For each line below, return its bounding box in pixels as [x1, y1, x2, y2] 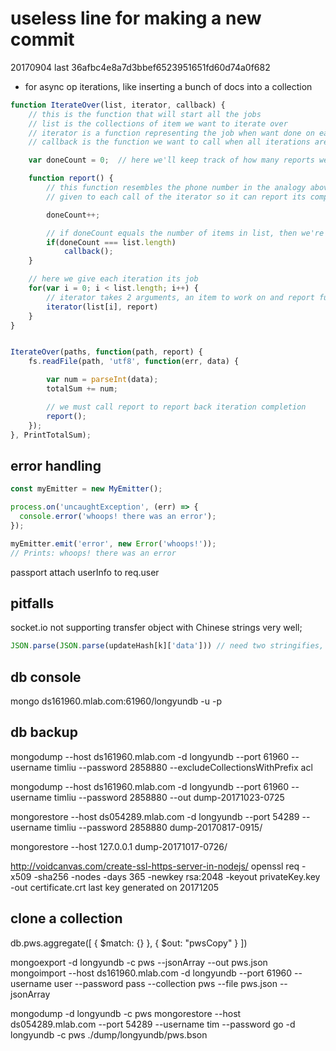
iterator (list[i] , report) [46, 302, 159, 312]
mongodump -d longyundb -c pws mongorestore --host [10, 1007, 242, 1019]
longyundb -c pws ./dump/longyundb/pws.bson [10, 1028, 208, 1041]
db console [10, 668, 82, 686]
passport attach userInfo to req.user [10, 566, 160, 578]
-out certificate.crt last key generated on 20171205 [10, 881, 220, 893]
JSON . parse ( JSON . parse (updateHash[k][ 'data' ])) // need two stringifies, [10, 641, 325, 651]
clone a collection [10, 910, 123, 927]
